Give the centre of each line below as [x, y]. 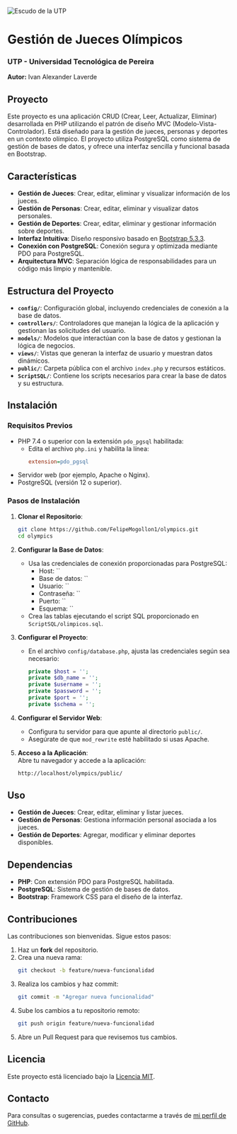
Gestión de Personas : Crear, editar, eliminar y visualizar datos [108, 208]
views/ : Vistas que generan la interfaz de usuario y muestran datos [115, 353]
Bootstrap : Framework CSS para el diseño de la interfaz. [100, 897]
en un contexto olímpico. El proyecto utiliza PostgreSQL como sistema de [114, 139]
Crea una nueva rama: [50, 958]
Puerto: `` [52, 601]
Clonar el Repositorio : [50, 516]
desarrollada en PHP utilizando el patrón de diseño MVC [89, 124]
